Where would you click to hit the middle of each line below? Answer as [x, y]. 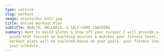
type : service [20, 9]
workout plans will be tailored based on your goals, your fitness [80, 41]
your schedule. [25, 46]
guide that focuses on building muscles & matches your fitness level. [84, 37]
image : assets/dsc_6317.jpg [34, 19]
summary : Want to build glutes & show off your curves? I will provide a [82, 32]
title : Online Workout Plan [34, 23]
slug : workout [20, 14]
